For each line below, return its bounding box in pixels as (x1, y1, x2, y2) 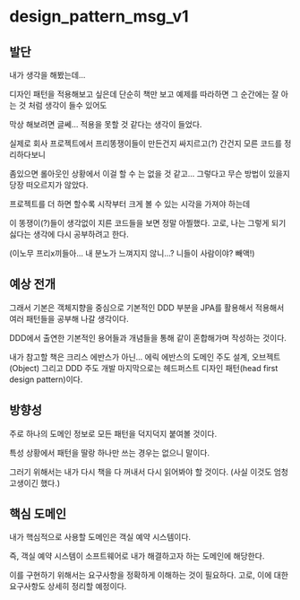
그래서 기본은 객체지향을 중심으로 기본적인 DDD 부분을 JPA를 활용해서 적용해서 (9, 302, 285, 313)
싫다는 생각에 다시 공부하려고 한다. (9, 229, 129, 239)
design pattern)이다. (9, 374, 83, 385)
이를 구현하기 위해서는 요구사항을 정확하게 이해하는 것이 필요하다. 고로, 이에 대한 (9, 570, 289, 580)
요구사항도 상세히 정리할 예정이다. (9, 581, 127, 592)
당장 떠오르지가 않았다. (9, 179, 89, 190)
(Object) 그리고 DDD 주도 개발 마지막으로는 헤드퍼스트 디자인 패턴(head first (9, 362, 279, 373)
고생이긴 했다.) (9, 477, 61, 488)
